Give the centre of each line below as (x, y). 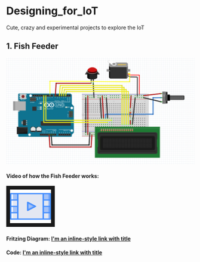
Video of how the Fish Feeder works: (53, 176)
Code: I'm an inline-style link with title (54, 252)
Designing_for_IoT (52, 11)
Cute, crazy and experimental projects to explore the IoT (76, 27)
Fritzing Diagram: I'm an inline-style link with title (69, 239)
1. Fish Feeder (32, 46)
